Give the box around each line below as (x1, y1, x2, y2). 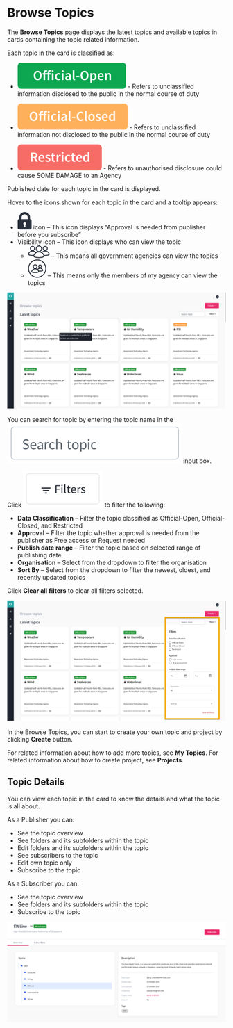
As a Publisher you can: (7, 815, 75, 824)
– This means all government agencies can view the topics (51, 252, 218, 260)
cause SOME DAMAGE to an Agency (17, 171, 122, 179)
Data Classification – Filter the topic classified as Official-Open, (17, 514, 200, 522)
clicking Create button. (7, 735, 73, 743)
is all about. (7, 801, 40, 810)
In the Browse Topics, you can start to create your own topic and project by (7, 728, 223, 736)
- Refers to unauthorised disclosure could (103, 163, 222, 172)
